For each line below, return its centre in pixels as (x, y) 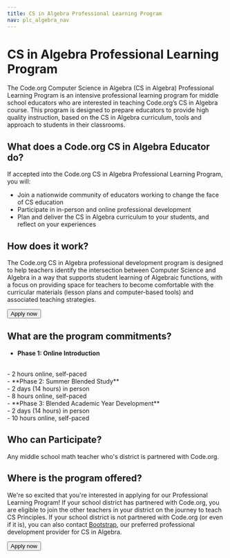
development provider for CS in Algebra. (65, 532)
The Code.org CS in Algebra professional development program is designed (115, 263)
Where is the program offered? (75, 478)
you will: (19, 181)
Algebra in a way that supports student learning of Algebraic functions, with (115, 278)
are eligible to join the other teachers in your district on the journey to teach (115, 510)
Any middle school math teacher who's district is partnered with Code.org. (113, 456)
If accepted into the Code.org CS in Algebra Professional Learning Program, (115, 174)
